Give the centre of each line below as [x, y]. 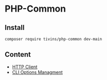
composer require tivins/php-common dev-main [53, 39]
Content [18, 54]
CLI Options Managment [37, 72]
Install [15, 28]
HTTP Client [25, 67]
